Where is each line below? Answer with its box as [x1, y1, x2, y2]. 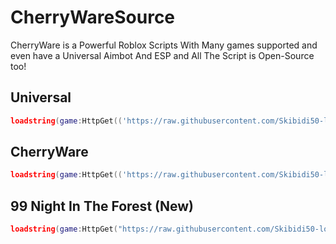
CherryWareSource [10, 6, 176, 29]
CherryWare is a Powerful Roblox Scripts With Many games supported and [10, 39, 318, 51]
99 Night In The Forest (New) [10, 197, 194, 215]
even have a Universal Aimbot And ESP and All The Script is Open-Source [10, 49, 315, 61]
